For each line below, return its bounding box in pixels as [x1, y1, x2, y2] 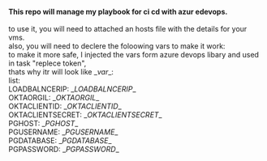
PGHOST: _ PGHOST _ [8, 119, 79, 128]
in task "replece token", [8, 58, 87, 68]
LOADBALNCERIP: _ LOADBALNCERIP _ [8, 84, 136, 94]
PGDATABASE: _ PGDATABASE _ [8, 136, 112, 145]
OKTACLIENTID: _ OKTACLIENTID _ [8, 101, 122, 111]
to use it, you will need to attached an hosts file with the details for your [8, 24, 248, 33]
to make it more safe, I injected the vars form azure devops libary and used [8, 50, 260, 59]
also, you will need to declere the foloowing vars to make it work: [8, 41, 226, 51]
